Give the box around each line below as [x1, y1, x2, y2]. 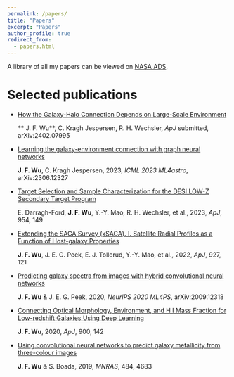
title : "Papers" [7, 17, 55, 24]
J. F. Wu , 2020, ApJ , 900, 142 [17, 327, 104, 336]
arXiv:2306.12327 [17, 173, 69, 181]
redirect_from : [7, 37, 52, 44]
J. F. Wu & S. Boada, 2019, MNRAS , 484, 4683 [17, 362, 152, 370]
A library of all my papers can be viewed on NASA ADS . [7, 63, 169, 70]
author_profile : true [7, 30, 71, 37]
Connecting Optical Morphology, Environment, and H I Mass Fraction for [17, 306, 227, 314]
